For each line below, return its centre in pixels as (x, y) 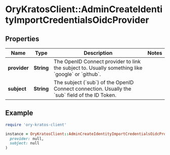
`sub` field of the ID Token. (85, 95)
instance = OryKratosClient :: (37, 134)
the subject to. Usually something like (98, 68)
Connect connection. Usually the (93, 89)
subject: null (25, 143)
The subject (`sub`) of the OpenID (94, 82)
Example (19, 113)
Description (98, 53)
